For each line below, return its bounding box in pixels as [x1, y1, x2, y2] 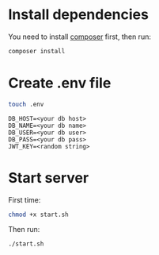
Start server [8, 168, 89, 187]
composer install [8, 47, 66, 55]
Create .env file [8, 74, 112, 92]
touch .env [8, 100, 44, 108]
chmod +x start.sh [8, 211, 69, 218]
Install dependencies [8, 6, 149, 24]
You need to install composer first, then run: [8, 32, 152, 41]
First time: [8, 195, 41, 204]
